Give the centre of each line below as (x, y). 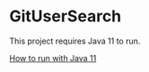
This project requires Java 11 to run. (75, 41)
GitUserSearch (66, 16)
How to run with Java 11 (53, 58)
